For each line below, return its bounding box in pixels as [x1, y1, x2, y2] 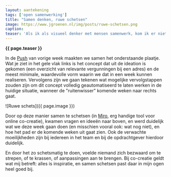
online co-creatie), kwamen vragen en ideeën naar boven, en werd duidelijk [5, 118, 164, 124]
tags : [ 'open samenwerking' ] [5, 12, 67, 17]
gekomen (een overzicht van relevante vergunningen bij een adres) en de [5, 66, 159, 72]
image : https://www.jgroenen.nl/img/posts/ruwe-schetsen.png [5, 21, 138, 27]
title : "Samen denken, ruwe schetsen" [5, 17, 88, 22]
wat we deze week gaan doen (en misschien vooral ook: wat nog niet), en [5, 123, 160, 130]
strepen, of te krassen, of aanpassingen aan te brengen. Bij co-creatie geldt [5, 155, 164, 161]
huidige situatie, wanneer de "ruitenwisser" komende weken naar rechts [5, 88, 157, 93]
